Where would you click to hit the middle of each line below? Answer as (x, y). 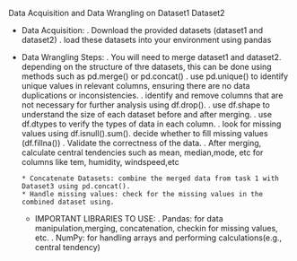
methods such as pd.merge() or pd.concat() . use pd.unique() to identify (155, 76)
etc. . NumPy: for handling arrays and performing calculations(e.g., (158, 238)
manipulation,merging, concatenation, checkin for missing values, (157, 228)
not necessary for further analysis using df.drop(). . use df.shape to (145, 105)
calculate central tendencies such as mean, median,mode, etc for (142, 152)
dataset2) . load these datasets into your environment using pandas (146, 40)
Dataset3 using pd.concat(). (76, 187)
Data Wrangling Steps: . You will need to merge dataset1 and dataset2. (151, 57)
